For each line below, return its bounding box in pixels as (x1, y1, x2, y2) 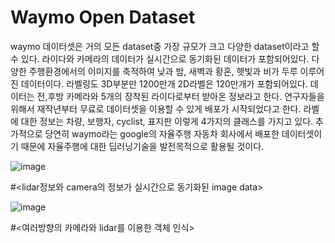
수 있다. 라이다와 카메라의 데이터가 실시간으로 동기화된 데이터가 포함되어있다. (10, 52, 310, 65)
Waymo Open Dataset (10, 6, 196, 29)
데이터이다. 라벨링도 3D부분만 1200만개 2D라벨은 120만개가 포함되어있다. (20, 77, 308, 90)
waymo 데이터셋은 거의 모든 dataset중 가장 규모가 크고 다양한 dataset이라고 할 (10, 40, 320, 52)
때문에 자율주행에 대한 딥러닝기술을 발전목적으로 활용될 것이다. (20, 140, 265, 152)
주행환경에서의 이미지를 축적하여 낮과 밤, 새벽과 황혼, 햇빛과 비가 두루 (28, 65, 298, 77)
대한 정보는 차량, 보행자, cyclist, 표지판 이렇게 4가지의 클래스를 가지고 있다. (20, 115, 314, 127)
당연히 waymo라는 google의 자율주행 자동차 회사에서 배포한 (44, 127, 280, 140)
